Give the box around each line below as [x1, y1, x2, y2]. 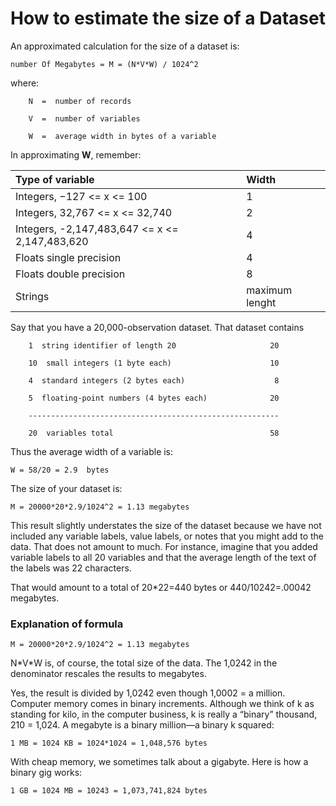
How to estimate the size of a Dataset [10, 7, 326, 30]
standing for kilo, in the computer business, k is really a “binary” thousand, [10, 708, 318, 721]
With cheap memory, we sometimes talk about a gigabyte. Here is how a [10, 756, 309, 768]
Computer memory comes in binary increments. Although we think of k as [10, 698, 315, 710]
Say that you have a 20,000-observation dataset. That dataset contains [10, 321, 305, 333]
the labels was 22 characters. [10, 562, 132, 574]
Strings [15, 289, 50, 303]
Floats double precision [15, 267, 126, 281]
